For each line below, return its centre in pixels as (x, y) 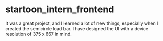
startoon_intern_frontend (60, 9)
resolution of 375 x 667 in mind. (39, 34)
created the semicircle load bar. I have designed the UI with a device (77, 28)
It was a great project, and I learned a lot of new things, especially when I (82, 23)
